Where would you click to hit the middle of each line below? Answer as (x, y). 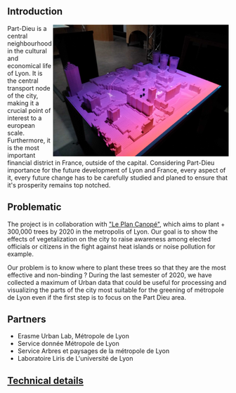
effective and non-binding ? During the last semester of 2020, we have (110, 275)
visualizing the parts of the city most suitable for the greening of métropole (116, 290)
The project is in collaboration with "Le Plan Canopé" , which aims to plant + (116, 224)
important (21, 155)
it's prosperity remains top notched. (59, 185)
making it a (23, 103)
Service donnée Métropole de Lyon (68, 344)
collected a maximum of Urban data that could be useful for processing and (117, 282)
